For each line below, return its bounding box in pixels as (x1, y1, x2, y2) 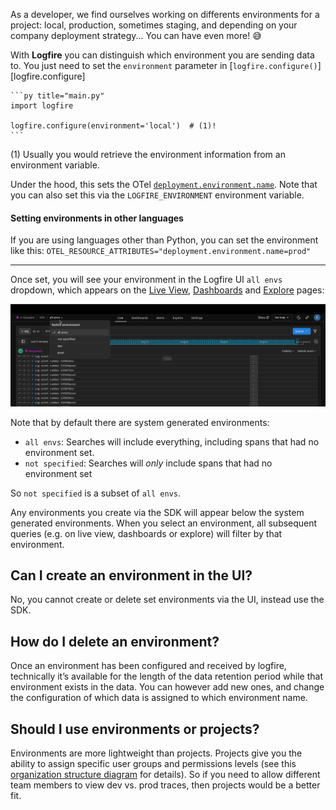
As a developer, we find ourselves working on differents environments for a (10, 9, 320, 20)
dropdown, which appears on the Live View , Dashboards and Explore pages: (10, 284, 325, 296)
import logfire (10, 101, 74, 111)
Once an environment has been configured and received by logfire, (10, 660, 287, 672)
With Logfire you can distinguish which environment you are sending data (10, 49, 315, 61)
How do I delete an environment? (10, 633, 220, 650)
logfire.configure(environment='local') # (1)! (10, 121, 217, 131)
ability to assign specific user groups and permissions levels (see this (10, 758, 297, 770)
